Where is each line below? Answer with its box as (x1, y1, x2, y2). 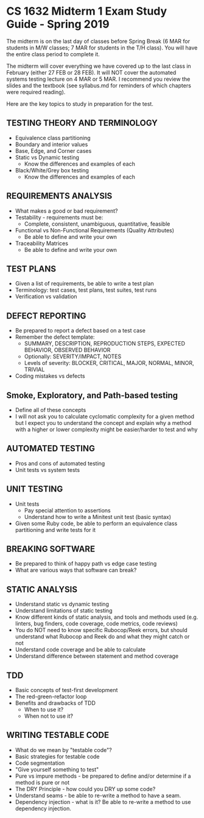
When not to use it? (24, 712, 73, 720)
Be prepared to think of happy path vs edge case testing (15, 560, 157, 567)
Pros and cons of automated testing (15, 460, 105, 467)
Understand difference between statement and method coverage (15, 652, 178, 660)
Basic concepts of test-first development (15, 687, 118, 694)
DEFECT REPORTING (6, 311, 86, 321)
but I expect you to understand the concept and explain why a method (15, 419, 192, 426)
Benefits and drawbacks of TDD (15, 699, 96, 707)
